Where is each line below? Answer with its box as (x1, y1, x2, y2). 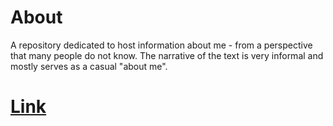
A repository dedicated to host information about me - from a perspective (10, 39, 313, 51)
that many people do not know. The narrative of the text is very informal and (10, 49, 324, 61)
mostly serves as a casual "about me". (10, 60, 168, 72)
